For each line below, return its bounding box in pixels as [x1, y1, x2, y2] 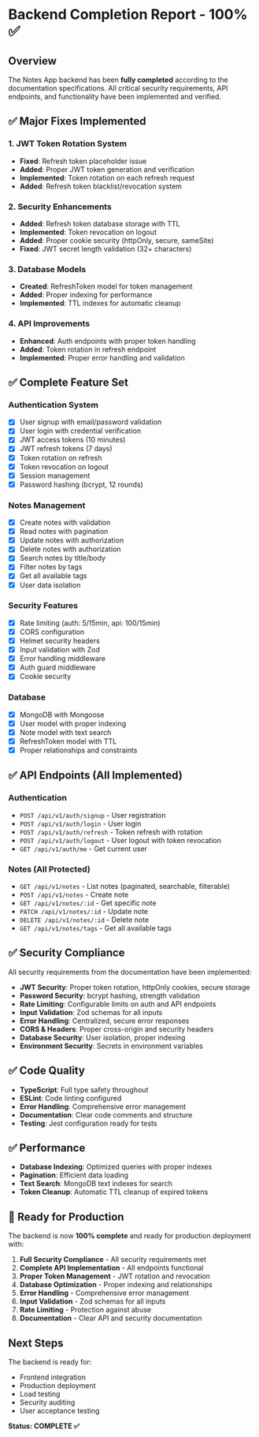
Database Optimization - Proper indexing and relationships [19, 1280, 213, 1290]
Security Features [8, 600, 79, 611]
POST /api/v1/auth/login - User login [19, 819, 142, 828]
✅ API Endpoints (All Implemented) [8, 769, 183, 782]
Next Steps [8, 1336, 64, 1349]
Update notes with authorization [19, 536, 124, 545]
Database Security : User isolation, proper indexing [19, 1032, 186, 1042]
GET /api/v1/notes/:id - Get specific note [19, 898, 157, 908]
